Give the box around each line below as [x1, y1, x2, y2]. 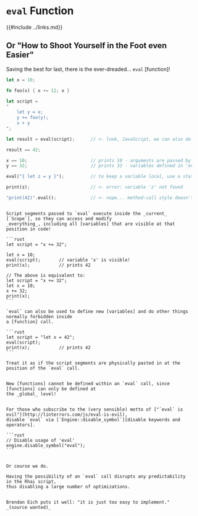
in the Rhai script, [6, 478, 57, 484]
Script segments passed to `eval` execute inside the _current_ [6, 210, 167, 216]
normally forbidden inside [6, 313, 72, 319]
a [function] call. [6, 319, 54, 325]
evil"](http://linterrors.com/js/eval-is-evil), [6, 411, 128, 418]
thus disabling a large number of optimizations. [6, 484, 131, 489]
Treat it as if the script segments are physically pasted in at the [6, 360, 181, 366]
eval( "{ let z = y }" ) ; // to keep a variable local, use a [6, 174, 181, 180]
